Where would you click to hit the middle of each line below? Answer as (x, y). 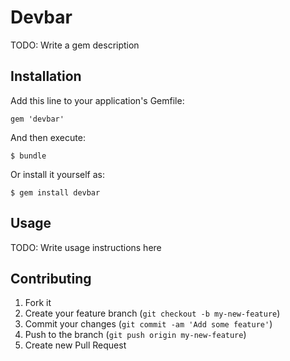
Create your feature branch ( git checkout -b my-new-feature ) (152, 313)
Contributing (51, 278)
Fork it (38, 303)
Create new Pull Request (75, 345)
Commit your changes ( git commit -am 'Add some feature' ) (148, 324)
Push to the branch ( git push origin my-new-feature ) (135, 335)
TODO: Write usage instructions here (86, 247)
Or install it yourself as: (57, 174)
